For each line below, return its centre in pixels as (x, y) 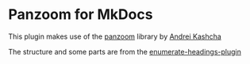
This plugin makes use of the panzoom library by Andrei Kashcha (115, 36)
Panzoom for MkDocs (81, 15)
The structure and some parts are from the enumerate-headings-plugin (125, 51)
